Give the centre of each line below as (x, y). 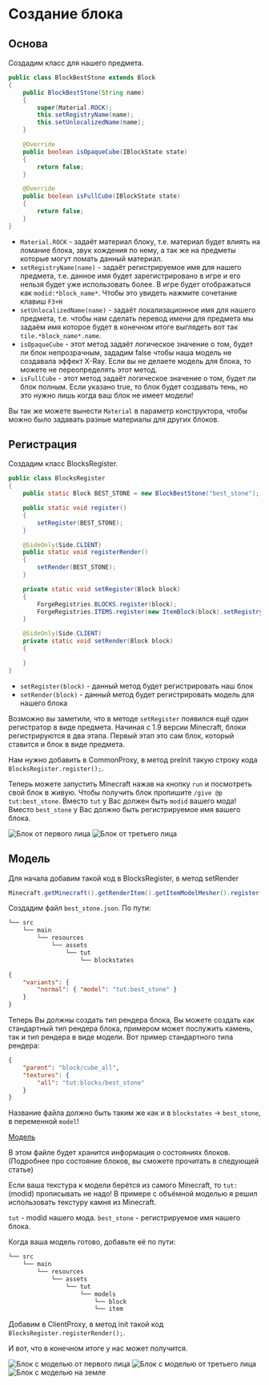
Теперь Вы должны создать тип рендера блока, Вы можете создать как (131, 1020)
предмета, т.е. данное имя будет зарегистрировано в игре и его (130, 276)
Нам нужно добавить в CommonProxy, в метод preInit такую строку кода (133, 759)
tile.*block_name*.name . (60, 335)
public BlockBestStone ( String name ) (84, 92)
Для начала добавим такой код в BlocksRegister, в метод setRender (123, 878)
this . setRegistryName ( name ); (86, 115)
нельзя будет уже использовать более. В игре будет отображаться (135, 284)
